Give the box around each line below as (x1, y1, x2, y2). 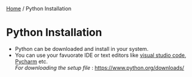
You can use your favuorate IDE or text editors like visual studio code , (14, 52, 187, 59)
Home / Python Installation (6, 5, 72, 12)
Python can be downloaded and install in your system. (14, 45, 149, 52)
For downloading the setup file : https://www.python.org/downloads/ (14, 64, 184, 71)
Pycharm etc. (14, 57, 48, 65)
